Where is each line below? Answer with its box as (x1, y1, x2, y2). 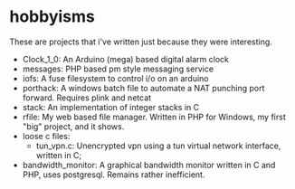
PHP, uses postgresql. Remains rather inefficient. (22, 169, 205, 180)
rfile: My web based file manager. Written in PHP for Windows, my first (22, 111, 287, 122)
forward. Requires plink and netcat (22, 92, 152, 103)
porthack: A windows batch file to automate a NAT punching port (22, 82, 265, 93)
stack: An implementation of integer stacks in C (22, 101, 200, 112)
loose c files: (22, 130, 71, 141)
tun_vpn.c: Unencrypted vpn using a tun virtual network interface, (35, 140, 281, 151)
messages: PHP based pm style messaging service (22, 63, 214, 74)
